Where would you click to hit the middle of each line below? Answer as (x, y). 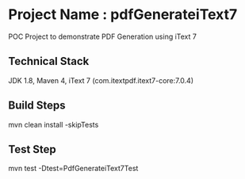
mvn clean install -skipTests (54, 124)
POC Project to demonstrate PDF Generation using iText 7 (102, 36)
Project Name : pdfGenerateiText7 (123, 15)
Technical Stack (49, 61)
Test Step (33, 149)
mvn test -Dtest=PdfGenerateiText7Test (73, 169)
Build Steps (37, 106)
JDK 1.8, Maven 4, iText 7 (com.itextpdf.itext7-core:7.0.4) (101, 80)
